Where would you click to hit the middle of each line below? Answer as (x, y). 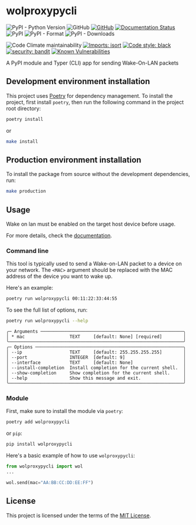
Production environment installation (74, 160)
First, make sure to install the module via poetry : (65, 411)
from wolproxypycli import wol (45, 466)
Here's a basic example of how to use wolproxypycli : (71, 456)
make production (26, 191)
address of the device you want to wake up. (59, 276)
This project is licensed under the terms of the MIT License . (79, 515)
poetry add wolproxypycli (38, 422)
